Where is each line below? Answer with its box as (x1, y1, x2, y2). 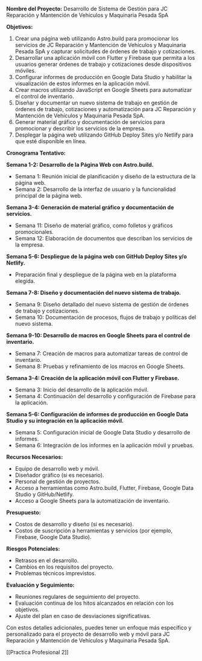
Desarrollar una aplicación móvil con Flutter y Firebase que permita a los (14, 54, 195, 61)
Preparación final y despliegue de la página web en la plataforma (14, 271, 177, 278)
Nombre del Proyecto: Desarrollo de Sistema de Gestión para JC (6, 5, 168, 12)
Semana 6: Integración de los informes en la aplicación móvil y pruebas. (14, 442, 194, 449)
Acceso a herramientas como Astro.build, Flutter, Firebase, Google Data (14, 485, 194, 491)
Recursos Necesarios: (6, 453, 63, 460)
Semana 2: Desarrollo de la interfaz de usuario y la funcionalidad (14, 185, 176, 193)
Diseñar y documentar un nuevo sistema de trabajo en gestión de (14, 99, 178, 106)
